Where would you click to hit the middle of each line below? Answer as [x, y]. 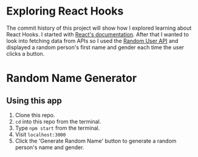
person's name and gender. [50, 147]
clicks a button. [26, 53]
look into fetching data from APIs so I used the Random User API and [92, 41]
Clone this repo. [35, 115]
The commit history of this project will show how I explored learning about [99, 28]
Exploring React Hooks [65, 11]
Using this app [34, 100]
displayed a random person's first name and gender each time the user [95, 47]
